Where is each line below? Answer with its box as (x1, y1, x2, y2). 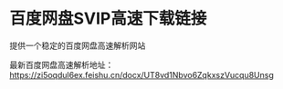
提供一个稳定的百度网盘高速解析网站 (9, 40, 146, 51)
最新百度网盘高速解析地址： (9, 59, 114, 70)
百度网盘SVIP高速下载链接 (9, 8, 207, 29)
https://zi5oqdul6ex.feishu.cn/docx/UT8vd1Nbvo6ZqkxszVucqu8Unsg (9, 69, 274, 80)
